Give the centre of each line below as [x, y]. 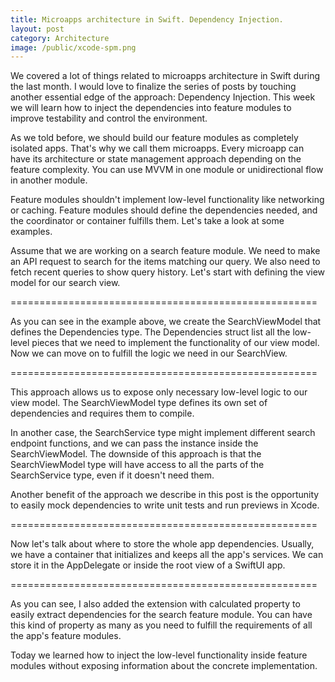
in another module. [49, 180]
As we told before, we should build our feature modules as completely [154, 138]
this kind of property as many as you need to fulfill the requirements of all [161, 625]
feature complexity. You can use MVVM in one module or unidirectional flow [167, 170]
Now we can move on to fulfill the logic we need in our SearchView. [149, 353]
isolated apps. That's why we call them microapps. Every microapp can [157, 148]
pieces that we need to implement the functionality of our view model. [175, 343]
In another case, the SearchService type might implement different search [163, 433]
